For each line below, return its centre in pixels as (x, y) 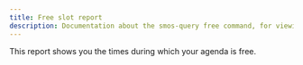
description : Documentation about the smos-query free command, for (141, 26)
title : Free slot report (56, 17)
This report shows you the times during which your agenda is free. (133, 51)
